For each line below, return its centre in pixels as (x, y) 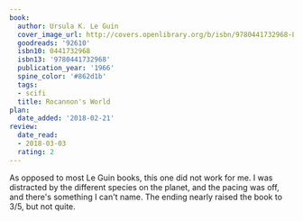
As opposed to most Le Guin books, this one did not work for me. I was (141, 178)
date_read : (38, 135)
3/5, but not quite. (43, 206)
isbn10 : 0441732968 (54, 51)
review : (24, 127)
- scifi (32, 93)
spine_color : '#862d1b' (62, 77)
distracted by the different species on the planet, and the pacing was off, (144, 187)
